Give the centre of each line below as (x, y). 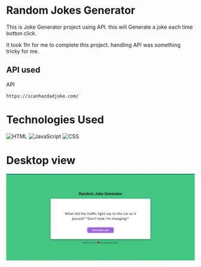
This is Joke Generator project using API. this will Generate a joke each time (100, 27)
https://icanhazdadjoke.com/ (42, 96)
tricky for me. (23, 51)
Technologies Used (55, 119)
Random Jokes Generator (71, 10)
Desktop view (41, 160)
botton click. (22, 33)
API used (23, 70)
